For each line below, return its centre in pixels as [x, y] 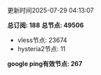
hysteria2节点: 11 [41, 49]
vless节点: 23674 [42, 40]
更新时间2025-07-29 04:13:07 [51, 10]
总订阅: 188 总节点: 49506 [46, 25]
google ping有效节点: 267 [45, 64]
